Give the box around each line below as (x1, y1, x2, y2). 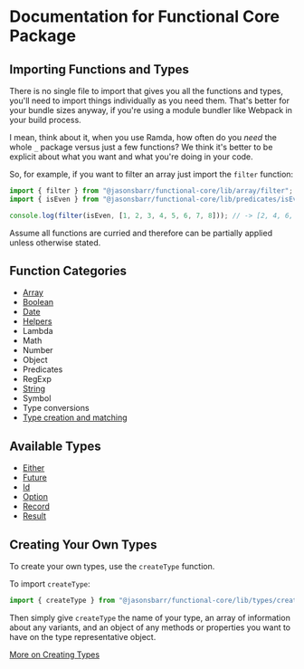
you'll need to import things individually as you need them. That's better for (9, 95, 290, 106)
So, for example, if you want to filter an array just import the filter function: (9, 169, 294, 179)
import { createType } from (9, 596, 116, 606)
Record (22, 501, 50, 512)
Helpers (22, 316, 52, 327)
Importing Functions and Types (9, 62, 190, 77)
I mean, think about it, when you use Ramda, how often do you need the (9, 132, 278, 142)
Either (22, 463, 45, 473)
